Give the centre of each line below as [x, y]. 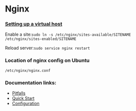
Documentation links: [31, 83]
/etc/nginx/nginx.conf [28, 70]
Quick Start [23, 98]
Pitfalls [19, 93]
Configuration [26, 104]
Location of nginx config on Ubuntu [48, 60]
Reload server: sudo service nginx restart [48, 48]
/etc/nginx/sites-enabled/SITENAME [41, 39]
